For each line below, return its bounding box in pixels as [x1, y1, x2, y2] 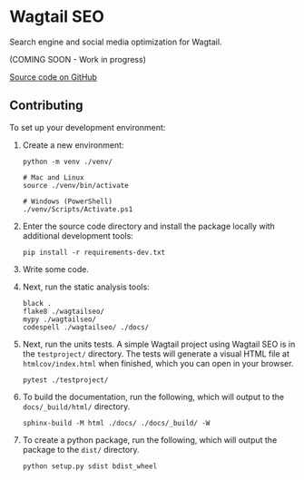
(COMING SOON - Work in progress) [9, 54, 147, 64]
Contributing [9, 98, 83, 113]
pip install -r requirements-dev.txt [22, 248, 166, 257]
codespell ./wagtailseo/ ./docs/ [22, 322, 150, 332]
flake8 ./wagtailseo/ [22, 307, 104, 316]
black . [22, 299, 52, 308]
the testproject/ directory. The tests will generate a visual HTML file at [22, 348, 290, 359]
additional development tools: [22, 230, 133, 241]
